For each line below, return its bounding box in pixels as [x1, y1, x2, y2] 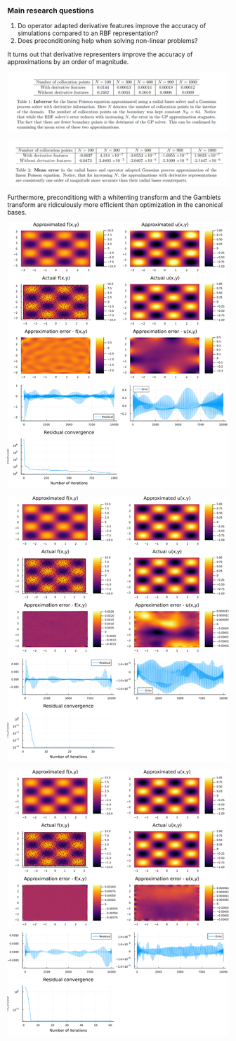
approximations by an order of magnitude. [7, 58, 129, 66]
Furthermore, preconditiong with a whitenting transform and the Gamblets [7, 193, 221, 201]
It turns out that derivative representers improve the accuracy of [7, 50, 193, 58]
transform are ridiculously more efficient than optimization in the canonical [7, 200, 223, 209]
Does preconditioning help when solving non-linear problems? [17, 37, 198, 45]
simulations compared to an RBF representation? [17, 29, 159, 37]
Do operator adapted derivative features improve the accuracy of [17, 22, 206, 30]
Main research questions [7, 6, 94, 15]
